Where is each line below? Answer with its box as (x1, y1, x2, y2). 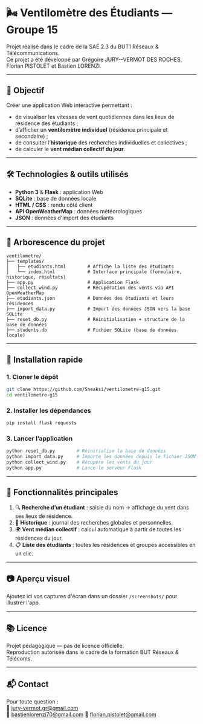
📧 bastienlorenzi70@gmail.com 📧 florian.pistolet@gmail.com (6, 711, 157, 718)
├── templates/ (6, 259, 45, 265)
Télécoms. (6, 655, 32, 662)
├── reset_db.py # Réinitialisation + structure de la (6, 317, 185, 323)
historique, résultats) (6, 274, 66, 280)
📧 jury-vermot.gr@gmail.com (6, 705, 79, 712)
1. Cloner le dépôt (6, 372, 59, 381)
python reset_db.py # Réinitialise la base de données (6, 448, 166, 454)
